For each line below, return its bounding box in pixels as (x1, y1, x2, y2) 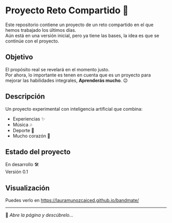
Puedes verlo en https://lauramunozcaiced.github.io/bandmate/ (5, 197, 139, 204)
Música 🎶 (12, 121, 32, 128)
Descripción (5, 92, 45, 101)
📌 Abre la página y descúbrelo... (5, 212, 74, 218)
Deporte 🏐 (12, 127, 35, 133)
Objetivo (5, 53, 33, 62)
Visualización (5, 184, 50, 192)
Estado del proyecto (5, 147, 71, 156)
